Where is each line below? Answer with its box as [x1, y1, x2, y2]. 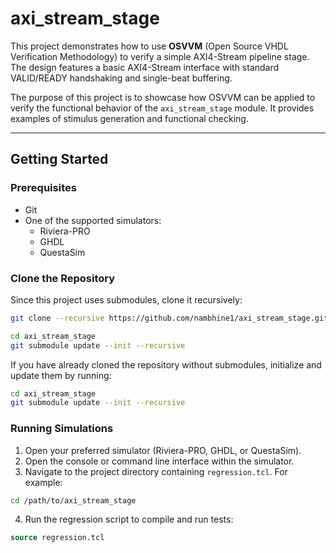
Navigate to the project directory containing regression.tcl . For [24, 465, 288, 477]
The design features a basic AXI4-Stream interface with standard [10, 61, 280, 73]
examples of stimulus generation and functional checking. [10, 112, 249, 124]
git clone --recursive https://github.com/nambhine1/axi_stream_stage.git [10, 313, 329, 323]
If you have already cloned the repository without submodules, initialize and [10, 358, 322, 371]
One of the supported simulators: [24, 214, 162, 226]
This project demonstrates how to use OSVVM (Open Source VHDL [10, 40, 289, 52]
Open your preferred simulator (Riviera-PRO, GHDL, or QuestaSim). [24, 444, 302, 456]
